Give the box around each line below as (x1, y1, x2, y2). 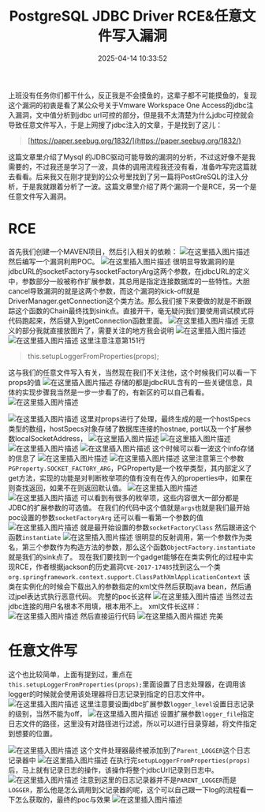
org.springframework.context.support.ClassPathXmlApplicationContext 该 (8, 571, 251, 581)
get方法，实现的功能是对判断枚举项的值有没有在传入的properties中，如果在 (8, 473, 253, 482)
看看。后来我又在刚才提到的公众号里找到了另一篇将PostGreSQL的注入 (14, 171, 242, 181)
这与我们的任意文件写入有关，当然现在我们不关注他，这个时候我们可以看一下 (8, 368, 257, 377)
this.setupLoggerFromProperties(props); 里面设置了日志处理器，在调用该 (8, 679, 247, 689)
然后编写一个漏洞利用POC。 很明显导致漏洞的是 (8, 256, 235, 266)
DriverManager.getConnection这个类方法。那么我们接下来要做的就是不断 (8, 296, 245, 305)
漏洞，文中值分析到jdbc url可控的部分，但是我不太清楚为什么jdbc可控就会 (14, 110, 255, 119)
